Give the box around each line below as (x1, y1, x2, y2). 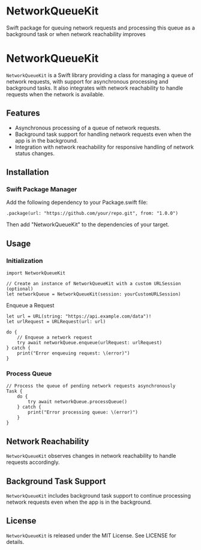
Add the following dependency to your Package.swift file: (6, 199, 148, 206)
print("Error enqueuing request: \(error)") (17, 350, 130, 356)
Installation (6, 167, 49, 178)
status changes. (14, 149, 55, 157)
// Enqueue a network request (17, 335, 93, 341)
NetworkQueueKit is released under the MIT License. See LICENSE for (6, 531, 176, 539)
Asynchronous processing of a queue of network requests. (14, 124, 161, 131)
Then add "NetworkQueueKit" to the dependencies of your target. (6, 221, 170, 228)
